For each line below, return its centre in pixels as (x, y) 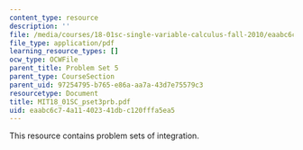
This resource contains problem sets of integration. (105, 136)
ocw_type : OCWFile (44, 60)
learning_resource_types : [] (64, 52)
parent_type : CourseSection (62, 77)
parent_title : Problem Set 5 (64, 69)
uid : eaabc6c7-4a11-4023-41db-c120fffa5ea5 (92, 110)
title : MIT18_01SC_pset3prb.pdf (70, 102)
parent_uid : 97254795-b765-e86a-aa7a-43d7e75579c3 (106, 85)
